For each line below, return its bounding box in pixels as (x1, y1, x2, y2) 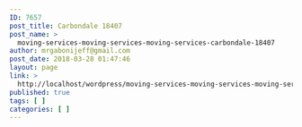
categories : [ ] (9, 105, 70, 114)
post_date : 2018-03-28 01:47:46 (9, 55, 130, 63)
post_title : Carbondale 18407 (9, 21, 123, 30)
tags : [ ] (9, 96, 47, 106)
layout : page (9, 63, 58, 72)
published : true (9, 88, 70, 97)
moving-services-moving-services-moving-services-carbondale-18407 (17, 38, 276, 47)
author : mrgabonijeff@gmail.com (9, 47, 130, 55)
